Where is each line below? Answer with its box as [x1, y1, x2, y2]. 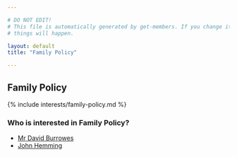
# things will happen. [7, 30, 74, 37]
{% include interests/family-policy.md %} [7, 100, 127, 108]
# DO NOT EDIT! [7, 16, 52, 23]
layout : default [7, 42, 55, 50]
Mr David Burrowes [17, 134, 74, 142]
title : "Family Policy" [7, 49, 78, 57]
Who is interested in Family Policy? [7, 117, 130, 127]
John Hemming [17, 141, 63, 150]
